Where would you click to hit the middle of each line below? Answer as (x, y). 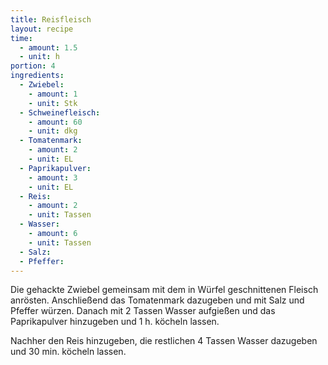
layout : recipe (42, 29)
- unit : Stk (53, 103)
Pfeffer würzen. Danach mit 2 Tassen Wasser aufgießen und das (143, 311)
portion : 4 (33, 66)
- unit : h (39, 57)
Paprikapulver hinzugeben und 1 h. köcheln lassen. (115, 322)
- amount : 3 (53, 177)
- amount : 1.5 (48, 47)
